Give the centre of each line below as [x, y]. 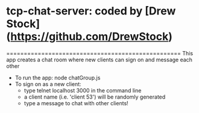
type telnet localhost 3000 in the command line [83, 90]
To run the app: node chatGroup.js [58, 78]
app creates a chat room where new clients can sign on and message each [99, 60]
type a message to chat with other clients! [76, 103]
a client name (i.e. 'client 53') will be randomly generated [95, 97]
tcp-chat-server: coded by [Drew [91, 11]
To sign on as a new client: [48, 84]
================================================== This [100, 53]
